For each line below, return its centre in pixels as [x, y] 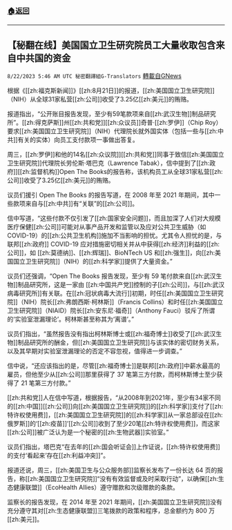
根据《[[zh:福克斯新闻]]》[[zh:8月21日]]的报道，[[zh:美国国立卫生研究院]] [111, 90]
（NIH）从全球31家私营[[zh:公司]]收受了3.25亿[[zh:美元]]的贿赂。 [100, 99]
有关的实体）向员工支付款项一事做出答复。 [78, 140]
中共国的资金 [43, 58]
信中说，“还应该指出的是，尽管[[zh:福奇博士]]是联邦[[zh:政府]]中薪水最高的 [114, 366]
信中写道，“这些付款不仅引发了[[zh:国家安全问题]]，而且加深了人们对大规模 [114, 218]
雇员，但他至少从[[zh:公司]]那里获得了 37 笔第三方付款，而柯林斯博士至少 [112, 375]
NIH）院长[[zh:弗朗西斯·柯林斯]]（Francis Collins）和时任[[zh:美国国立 [124, 302]
